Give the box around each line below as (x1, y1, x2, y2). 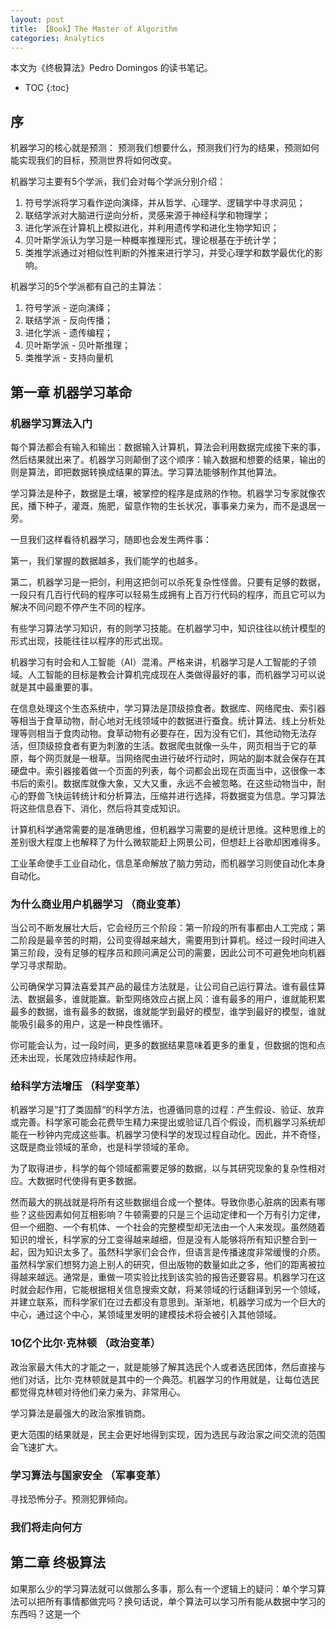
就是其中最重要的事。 (10, 681, 98, 693)
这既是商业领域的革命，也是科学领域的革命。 (10, 1141, 195, 1153)
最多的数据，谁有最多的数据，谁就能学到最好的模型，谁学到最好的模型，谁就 (10, 1006, 326, 1018)
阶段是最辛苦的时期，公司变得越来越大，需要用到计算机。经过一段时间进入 (18, 934, 326, 946)
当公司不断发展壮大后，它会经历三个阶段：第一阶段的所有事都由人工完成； (10, 922, 317, 934)
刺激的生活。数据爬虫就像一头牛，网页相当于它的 (106, 739, 308, 751)
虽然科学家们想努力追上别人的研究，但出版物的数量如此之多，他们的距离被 (10, 1259, 317, 1271)
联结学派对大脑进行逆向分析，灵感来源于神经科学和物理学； (24, 209, 271, 221)
